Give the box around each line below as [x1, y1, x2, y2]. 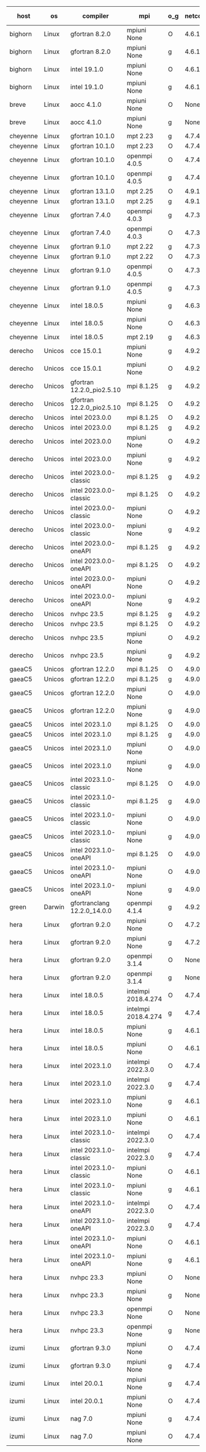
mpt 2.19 [126, 333, 154, 341]
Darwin [44, 903, 64, 911]
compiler [82, 12, 109, 20]
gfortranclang [70, 899, 110, 907]
